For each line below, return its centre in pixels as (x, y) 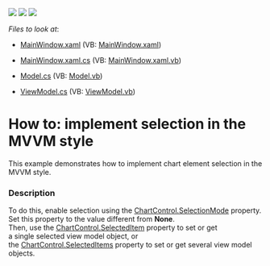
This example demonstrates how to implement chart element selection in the (135, 163)
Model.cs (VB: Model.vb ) (61, 76)
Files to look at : (34, 29)
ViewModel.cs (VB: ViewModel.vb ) (77, 91)
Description (32, 193)
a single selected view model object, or (73, 236)
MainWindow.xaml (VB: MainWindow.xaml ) (91, 45)
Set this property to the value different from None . (91, 219)
